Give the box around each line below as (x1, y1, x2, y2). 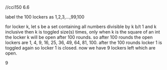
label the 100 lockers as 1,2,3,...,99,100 (5, 14, 85, 19)
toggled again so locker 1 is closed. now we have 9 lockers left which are (5, 45, 155, 50)
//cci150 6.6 (5, 4, 30, 10)
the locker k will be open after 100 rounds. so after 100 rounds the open (5, 34, 153, 40)
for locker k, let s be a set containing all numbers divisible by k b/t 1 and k (5, 23, 157, 29)
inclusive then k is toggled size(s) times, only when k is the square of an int (5, 29, 160, 34)
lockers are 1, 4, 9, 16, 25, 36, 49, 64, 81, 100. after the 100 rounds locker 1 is (5, 39, 162, 45)
